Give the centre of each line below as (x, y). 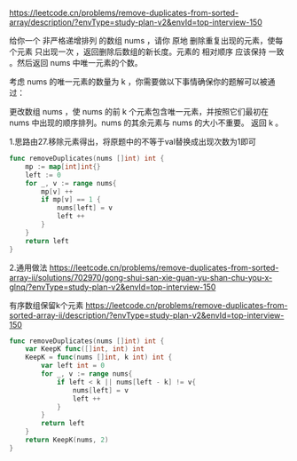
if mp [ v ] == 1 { (71, 200)
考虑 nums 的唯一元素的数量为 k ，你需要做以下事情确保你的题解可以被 (138, 82)
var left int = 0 (73, 366)
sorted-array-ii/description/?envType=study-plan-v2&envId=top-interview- (147, 315)
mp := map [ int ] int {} (63, 167)
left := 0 (43, 175)
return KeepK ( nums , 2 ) (67, 440)
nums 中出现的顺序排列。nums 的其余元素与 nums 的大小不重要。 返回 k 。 (146, 123)
